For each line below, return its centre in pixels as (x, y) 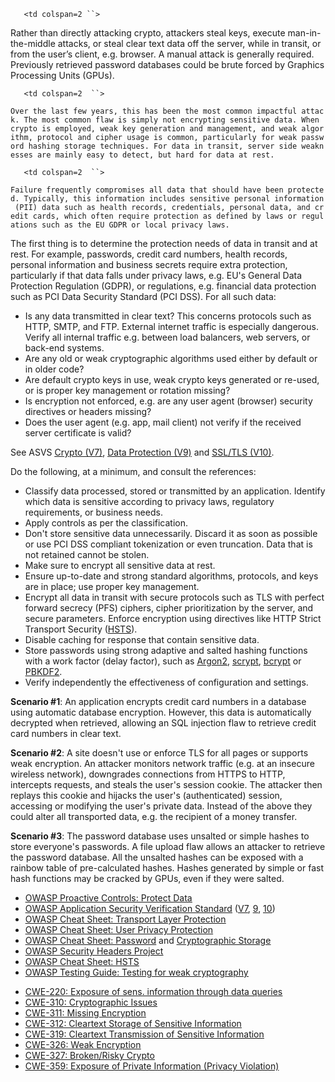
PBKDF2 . (43, 671)
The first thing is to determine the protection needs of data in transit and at (164, 243)
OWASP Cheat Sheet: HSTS (82, 961)
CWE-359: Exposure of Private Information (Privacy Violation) (152, 1066)
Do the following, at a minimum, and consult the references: (133, 471)
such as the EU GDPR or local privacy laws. (135, 225)
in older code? (54, 369)
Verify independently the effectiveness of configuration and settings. (166, 682)
